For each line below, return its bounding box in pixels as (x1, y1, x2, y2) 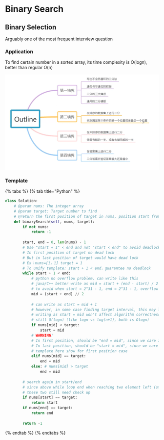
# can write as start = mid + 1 (31, 302, 97, 307)
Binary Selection (5, 23, 57, 31)
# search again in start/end (22, 379, 82, 385)
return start (31, 400, 58, 405)
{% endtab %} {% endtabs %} (5, 430, 66, 436)
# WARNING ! (31, 333, 54, 338)
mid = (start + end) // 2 (31, 291, 84, 296)
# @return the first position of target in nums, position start (14, 214, 150, 219)
